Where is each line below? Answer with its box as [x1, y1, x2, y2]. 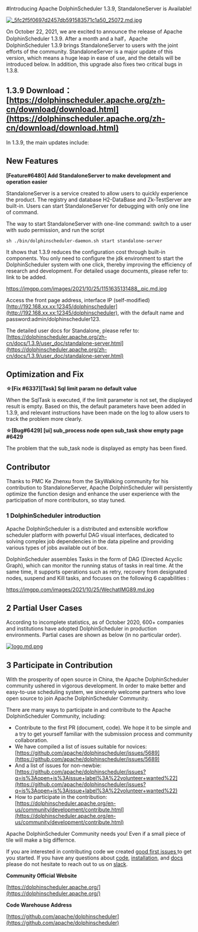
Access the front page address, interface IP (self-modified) [6, 296, 150, 303]
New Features [6, 156, 59, 166]
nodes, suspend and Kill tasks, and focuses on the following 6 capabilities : [6, 574, 189, 581]
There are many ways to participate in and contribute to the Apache [6, 706, 171, 714]
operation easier [6, 178, 48, 185]
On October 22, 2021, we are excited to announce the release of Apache [6, 28, 183, 35]
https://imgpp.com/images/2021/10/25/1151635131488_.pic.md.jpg [6, 285, 167, 292]
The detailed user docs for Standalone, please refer [6, 326, 132, 334]
